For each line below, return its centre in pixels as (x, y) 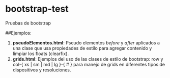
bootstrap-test (37, 9)
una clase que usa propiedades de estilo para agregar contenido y (82, 48)
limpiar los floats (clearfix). (41, 54)
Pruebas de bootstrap (28, 23)
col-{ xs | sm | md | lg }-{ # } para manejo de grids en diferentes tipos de (89, 64)
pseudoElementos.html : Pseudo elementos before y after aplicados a (86, 43)
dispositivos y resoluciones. (42, 70)
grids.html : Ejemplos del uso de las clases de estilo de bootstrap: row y (88, 59)
